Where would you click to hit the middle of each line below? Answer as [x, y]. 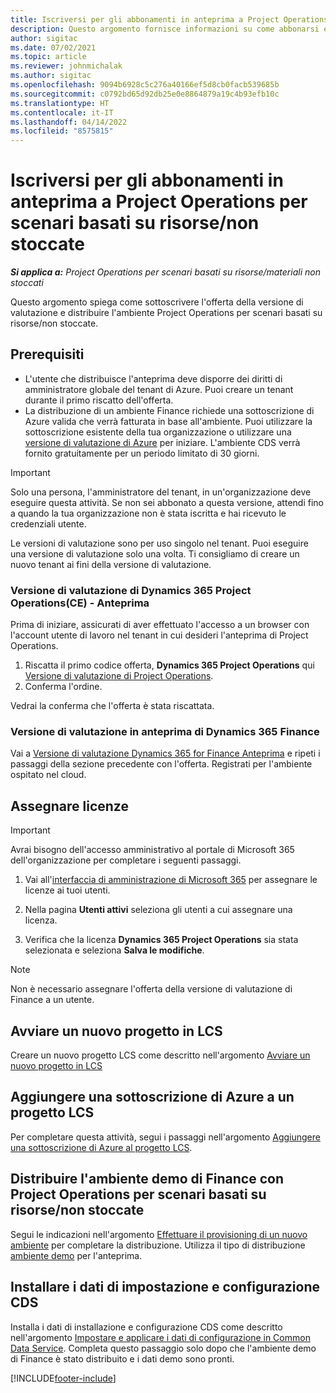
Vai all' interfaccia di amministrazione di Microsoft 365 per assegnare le [171, 880]
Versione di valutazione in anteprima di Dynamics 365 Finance [165, 732]
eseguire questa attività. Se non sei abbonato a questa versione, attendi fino [167, 502]
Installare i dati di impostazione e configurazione [165, 1287]
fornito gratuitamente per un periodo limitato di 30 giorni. [142, 453]
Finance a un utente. [52, 1000]
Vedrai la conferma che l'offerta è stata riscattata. [112, 706]
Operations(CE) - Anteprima [80, 603]
